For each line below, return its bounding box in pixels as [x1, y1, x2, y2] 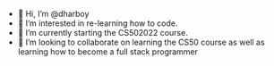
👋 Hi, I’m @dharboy [17, 9, 90, 19]
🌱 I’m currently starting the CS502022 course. [17, 28, 188, 37]
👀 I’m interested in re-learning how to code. [17, 18, 178, 29]
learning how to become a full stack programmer [17, 46, 199, 57]
